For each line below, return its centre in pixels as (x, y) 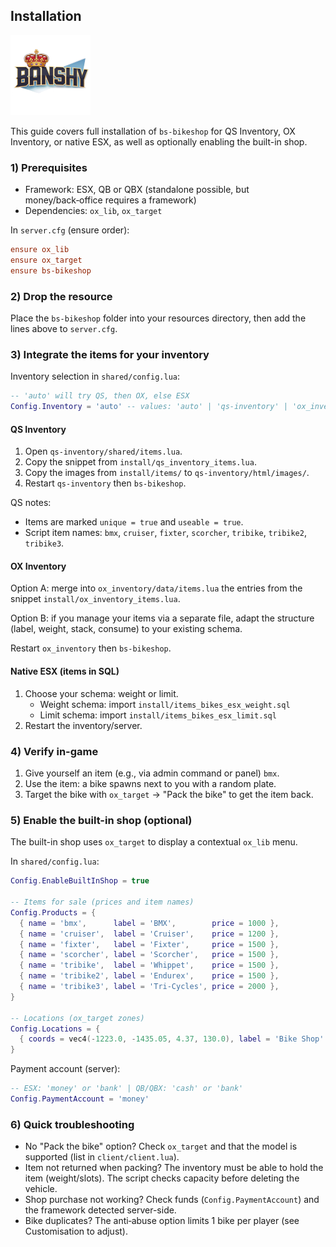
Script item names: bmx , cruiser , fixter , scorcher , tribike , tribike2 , (165, 533)
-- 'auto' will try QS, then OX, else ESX (100, 396)
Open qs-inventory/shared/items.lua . (103, 451)
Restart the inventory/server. (83, 725)
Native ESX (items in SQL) (65, 671)
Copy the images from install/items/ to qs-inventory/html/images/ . (167, 473)
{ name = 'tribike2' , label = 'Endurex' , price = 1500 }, (149, 976)
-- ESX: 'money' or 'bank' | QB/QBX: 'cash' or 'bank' (127, 1089)
